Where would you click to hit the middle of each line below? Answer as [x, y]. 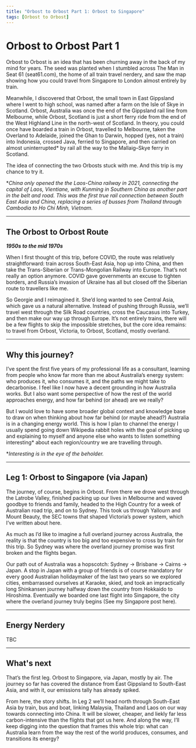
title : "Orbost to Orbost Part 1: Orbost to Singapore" [75, 11]
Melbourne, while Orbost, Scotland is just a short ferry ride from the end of [96, 117]
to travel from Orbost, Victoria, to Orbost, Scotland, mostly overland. [88, 331]
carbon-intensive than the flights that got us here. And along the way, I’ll [93, 720]
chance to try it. [25, 172]
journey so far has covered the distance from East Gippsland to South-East [96, 684]
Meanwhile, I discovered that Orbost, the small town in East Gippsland [90, 98]
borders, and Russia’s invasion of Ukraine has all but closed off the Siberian [97, 282]
